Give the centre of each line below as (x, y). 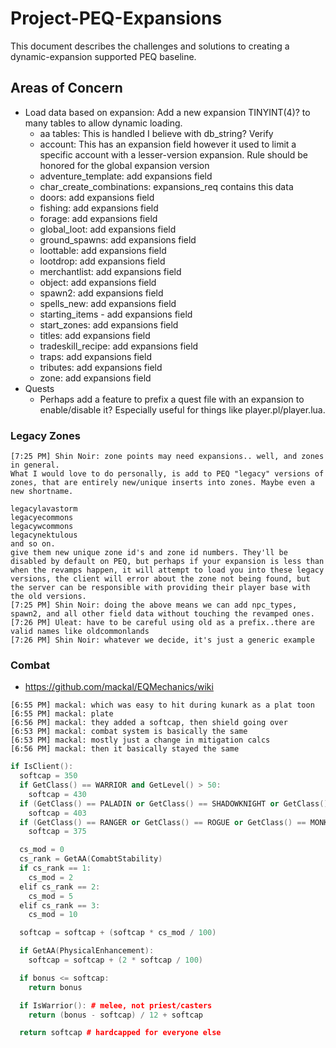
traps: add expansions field (95, 356)
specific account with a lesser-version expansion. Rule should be (173, 154)
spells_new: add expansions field (108, 303)
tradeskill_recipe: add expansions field (119, 346)
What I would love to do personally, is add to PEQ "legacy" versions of (167, 474)
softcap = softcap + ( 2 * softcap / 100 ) (115, 960)
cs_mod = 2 (51, 877)
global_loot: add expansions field (108, 229)
